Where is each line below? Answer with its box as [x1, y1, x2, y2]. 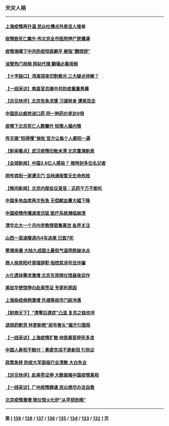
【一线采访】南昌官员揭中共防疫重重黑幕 [5, 86, 89, 92]
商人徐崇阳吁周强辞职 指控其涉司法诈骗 [5, 260, 86, 266]
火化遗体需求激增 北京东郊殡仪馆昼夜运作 [5, 272, 91, 278]
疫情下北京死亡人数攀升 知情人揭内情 [5, 123, 81, 129]
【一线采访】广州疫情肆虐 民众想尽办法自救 [5, 384, 95, 390]
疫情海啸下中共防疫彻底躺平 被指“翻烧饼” [5, 48, 91, 54]
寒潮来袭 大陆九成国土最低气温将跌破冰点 [5, 247, 91, 253]
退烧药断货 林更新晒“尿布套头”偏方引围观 [5, 322, 91, 328]
